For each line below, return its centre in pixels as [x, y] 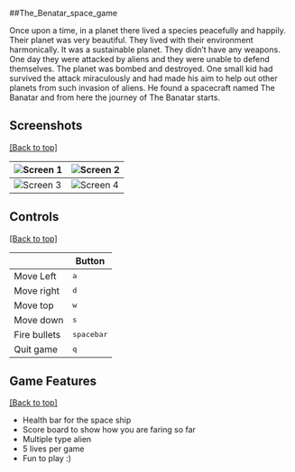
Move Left [35, 276]
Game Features [53, 381]
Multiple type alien [57, 440]
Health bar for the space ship [77, 420]
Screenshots [46, 126]
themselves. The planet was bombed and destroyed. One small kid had [141, 68]
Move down [39, 320]
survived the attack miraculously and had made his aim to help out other [143, 78]
